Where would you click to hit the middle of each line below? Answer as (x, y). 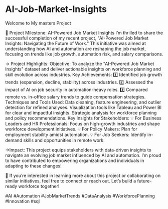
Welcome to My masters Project (38, 23)
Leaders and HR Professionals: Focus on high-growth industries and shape (83, 123)
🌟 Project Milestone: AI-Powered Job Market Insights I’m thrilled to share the (84, 32)
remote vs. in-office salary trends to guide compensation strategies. (75, 96)
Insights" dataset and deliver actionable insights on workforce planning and (83, 69)
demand (14, 140)
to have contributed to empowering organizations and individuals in (75, 160)
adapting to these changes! (33, 165)
